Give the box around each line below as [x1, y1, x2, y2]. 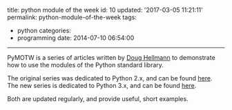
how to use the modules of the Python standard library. [7, 61, 164, 69]
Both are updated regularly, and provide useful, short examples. [7, 95, 188, 102]
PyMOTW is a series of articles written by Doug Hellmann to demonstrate [7, 54, 215, 61]
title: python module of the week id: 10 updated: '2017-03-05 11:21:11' [7, 6, 204, 14]
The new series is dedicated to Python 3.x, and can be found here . [7, 82, 197, 89]
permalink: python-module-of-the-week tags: [7, 13, 137, 21]
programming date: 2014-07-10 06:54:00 [17, 34, 135, 42]
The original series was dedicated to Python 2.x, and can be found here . [7, 74, 213, 82]
